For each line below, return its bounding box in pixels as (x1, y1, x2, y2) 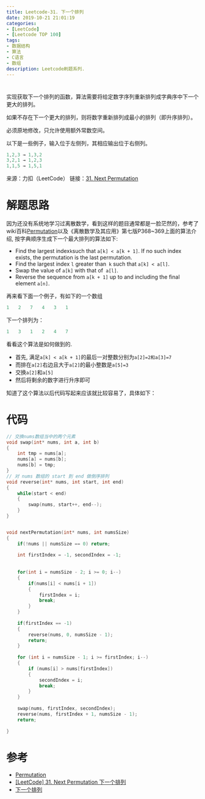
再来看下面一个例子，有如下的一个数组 (6, 293, 103, 300)
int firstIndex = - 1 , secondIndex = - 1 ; (17, 552, 121, 558)
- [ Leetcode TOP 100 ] (6, 32, 62, 38)
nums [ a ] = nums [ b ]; (17, 456, 67, 462)
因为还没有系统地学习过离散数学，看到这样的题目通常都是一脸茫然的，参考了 (6, 220, 199, 227)
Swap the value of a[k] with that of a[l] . (15, 267, 119, 274)
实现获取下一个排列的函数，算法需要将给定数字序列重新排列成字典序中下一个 (6, 93, 199, 100)
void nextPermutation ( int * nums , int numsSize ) (6, 529, 130, 535)
